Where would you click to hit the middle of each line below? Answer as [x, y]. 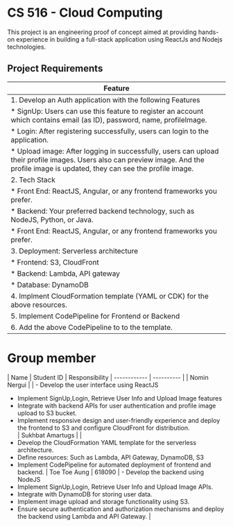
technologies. [27, 47]
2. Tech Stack [33, 180]
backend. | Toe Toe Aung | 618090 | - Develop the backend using [111, 472]
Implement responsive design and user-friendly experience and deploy [119, 420]
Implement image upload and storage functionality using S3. [103, 501]
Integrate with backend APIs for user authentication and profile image [116, 405]
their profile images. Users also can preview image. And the [107, 160]
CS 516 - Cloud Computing [85, 13]
